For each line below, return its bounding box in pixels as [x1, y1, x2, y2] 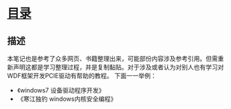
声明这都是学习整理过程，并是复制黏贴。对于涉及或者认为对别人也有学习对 [12, 63, 224, 71]
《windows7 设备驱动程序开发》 [16, 86, 105, 94]
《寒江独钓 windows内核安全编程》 [16, 95, 117, 103]
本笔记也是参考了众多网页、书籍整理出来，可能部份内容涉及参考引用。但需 [7, 55, 218, 62]
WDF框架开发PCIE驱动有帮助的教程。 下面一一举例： [7, 72, 157, 80]
